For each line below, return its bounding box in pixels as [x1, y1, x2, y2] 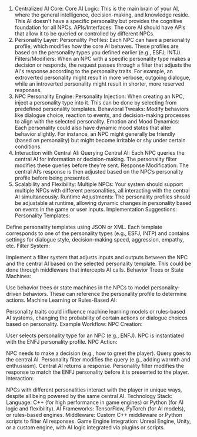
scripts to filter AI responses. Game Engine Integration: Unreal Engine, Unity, [6, 418, 191, 425]
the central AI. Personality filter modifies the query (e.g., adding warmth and [6, 356, 191, 363]
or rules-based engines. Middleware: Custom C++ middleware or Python [6, 412, 182, 418]
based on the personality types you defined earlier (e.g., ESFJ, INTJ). [14, 49, 182, 56]
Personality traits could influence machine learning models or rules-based [6, 308, 186, 315]
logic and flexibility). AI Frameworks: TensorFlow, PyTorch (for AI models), [6, 405, 185, 412]
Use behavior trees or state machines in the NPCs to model [6, 284, 150, 291]
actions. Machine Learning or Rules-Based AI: [6, 296, 118, 304]
